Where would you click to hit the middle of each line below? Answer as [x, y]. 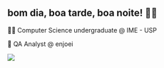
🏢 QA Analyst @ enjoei [40, 44]
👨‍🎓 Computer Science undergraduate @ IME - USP [82, 30]
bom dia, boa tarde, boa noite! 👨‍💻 [83, 13]
